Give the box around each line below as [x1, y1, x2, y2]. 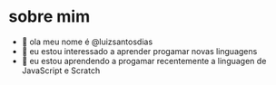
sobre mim [8, 6, 91, 27]
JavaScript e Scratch [21, 65, 101, 76]
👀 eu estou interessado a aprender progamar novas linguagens [21, 45, 258, 56]
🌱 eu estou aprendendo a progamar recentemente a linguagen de [21, 55, 267, 66]
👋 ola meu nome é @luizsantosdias [21, 36, 153, 47]
